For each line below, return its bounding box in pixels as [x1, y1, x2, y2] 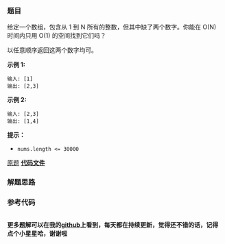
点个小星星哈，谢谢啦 [7, 229, 67, 237]
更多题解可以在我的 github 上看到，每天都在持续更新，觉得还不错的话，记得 [7, 221, 219, 229]
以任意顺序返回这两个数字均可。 [7, 46, 97, 54]
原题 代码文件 [7, 159, 45, 167]
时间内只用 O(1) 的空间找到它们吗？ [7, 32, 106, 40]
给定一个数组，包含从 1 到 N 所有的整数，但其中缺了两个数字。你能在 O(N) [7, 23, 217, 32]
